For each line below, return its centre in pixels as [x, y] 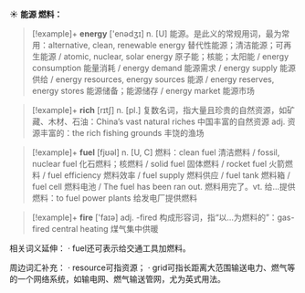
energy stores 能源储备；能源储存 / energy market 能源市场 [143, 91]
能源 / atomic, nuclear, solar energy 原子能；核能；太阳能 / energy [164, 57]
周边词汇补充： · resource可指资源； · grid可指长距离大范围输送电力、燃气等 [152, 267]
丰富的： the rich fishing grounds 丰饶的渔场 [122, 133]
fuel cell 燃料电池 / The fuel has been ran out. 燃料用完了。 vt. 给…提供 [163, 187]
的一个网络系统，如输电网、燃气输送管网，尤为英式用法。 [117, 279]
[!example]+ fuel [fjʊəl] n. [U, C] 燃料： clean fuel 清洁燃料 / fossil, [156, 152]
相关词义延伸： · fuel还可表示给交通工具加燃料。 [100, 248]
